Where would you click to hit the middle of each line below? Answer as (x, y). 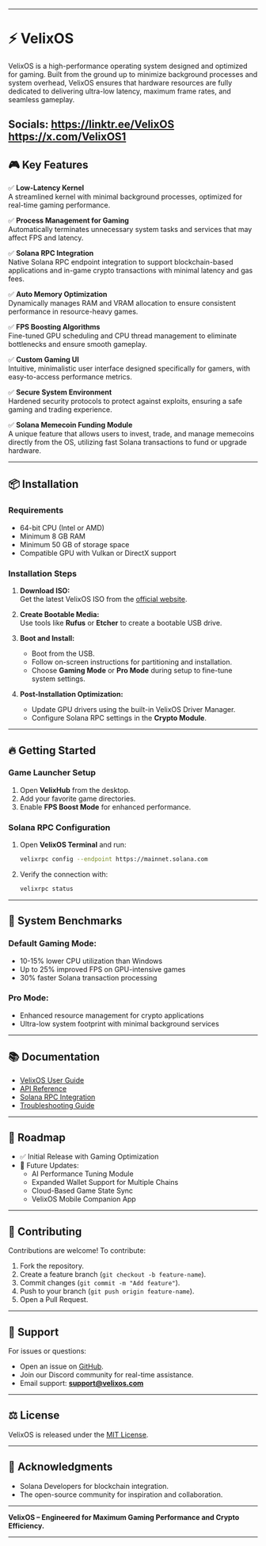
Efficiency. (27, 1525)
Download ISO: (45, 591)
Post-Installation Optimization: (71, 695)
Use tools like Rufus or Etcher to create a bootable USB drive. (121, 623)
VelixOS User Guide (52, 1080)
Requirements (36, 510)
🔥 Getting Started (52, 750)
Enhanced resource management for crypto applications (112, 1015)
